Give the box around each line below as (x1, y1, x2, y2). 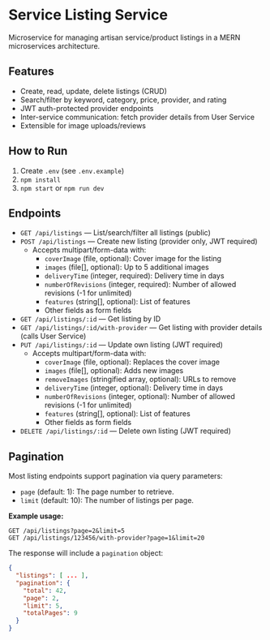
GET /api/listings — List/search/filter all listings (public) (19, 228, 211, 238)
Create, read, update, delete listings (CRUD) (19, 86, 168, 96)
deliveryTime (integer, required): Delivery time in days (44, 271, 225, 281)
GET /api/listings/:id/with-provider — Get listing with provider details (19, 323, 263, 333)
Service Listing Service (8, 6, 169, 24)
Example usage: (8, 511, 64, 521)
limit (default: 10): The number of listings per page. (19, 496, 195, 505)
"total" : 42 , (23, 586, 67, 595)
